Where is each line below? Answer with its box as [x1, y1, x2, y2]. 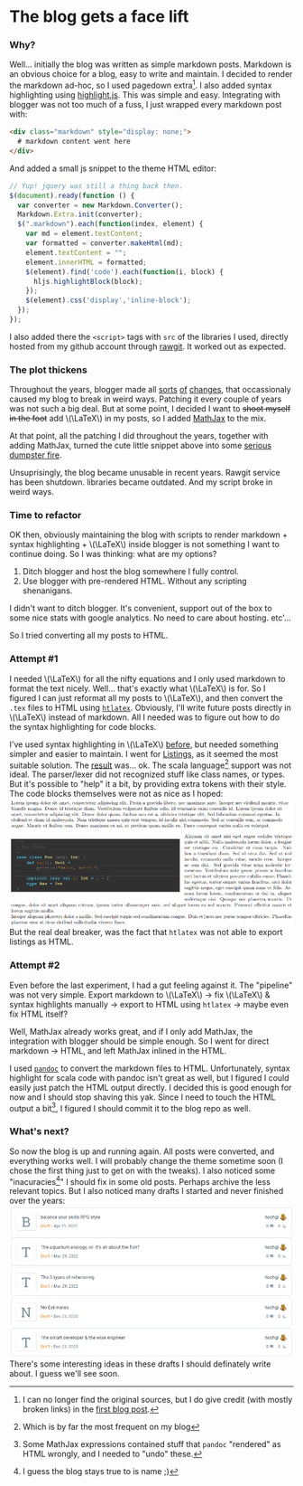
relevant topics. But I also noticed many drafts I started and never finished [9, 1186, 284, 1197]
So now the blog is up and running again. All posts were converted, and [9, 1146, 275, 1157]
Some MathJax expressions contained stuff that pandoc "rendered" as [22, 1438, 281, 1449]
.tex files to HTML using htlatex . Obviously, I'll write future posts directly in [9, 702, 291, 713]
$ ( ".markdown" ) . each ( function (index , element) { [17, 220, 204, 229]
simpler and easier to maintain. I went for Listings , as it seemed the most [9, 748, 279, 759]
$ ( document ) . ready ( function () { [9, 191, 135, 200]
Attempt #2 [9, 959, 60, 971]
